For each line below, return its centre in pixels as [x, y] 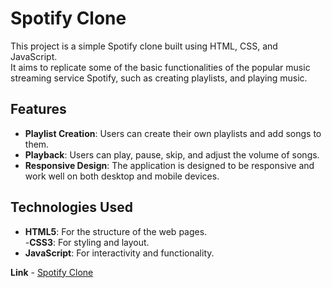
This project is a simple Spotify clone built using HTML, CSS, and [144, 46]
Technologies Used [71, 207]
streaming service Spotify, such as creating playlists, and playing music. [159, 78]
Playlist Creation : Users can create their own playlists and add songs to [173, 133]
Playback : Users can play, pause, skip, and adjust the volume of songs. [172, 154]
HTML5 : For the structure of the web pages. [116, 231]
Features [38, 109]
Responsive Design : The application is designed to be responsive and [169, 165]
